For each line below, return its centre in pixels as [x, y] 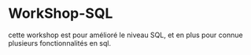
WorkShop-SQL [61, 14]
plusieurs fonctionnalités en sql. [60, 43]
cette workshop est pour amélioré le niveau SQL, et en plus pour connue [125, 35]
